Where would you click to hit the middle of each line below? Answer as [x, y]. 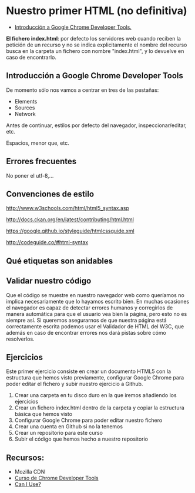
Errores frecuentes [41, 161]
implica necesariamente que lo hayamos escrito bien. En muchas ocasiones [98, 301]
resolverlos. [20, 339]
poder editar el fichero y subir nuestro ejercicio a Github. [75, 384]
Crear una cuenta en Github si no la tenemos [69, 427]
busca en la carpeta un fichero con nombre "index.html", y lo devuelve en [95, 51]
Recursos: [25, 457]
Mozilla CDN [30, 472]
